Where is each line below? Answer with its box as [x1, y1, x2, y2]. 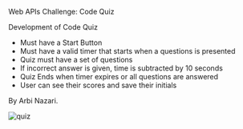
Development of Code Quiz [8, 22, 99, 31]
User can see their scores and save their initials [19, 80, 177, 90]
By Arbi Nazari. [8, 96, 59, 105]
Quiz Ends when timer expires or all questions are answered [19, 72, 219, 81]
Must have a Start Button [19, 38, 103, 47]
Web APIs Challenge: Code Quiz [8, 7, 115, 16]
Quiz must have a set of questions [19, 55, 133, 64]
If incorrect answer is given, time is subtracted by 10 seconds [19, 63, 223, 73]
